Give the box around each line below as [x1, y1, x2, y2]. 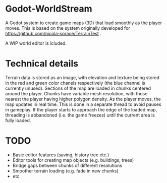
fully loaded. [5, 117, 31, 124]
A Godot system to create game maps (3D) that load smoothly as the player [5, 20, 162, 26]
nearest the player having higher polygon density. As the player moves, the [5, 96, 161, 102]
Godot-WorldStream [5, 3, 92, 15]
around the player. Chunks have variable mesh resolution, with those [5, 90, 148, 96]
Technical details [5, 58, 79, 70]
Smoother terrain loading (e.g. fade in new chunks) [12, 167, 119, 174]
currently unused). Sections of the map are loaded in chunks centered [5, 85, 151, 91]
